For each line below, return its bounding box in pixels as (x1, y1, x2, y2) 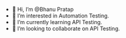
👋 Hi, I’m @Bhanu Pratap (12, 6, 74, 13)
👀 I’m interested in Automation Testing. (12, 12, 110, 19)
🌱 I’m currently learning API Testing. (12, 19, 102, 25)
